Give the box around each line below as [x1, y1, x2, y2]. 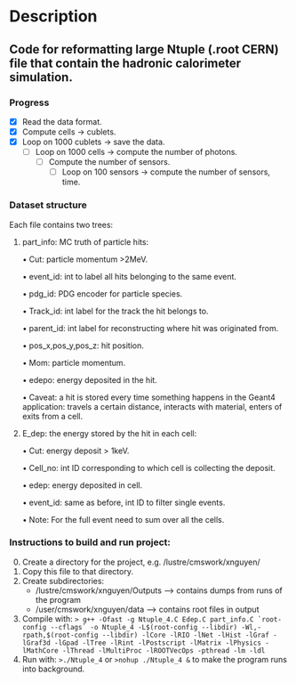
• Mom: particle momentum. [21, 357, 126, 368]
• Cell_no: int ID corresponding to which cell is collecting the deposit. [21, 462, 276, 473]
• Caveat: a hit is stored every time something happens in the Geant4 [21, 392, 276, 402]
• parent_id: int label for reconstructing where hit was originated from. [21, 322, 279, 333]
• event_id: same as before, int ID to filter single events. [21, 497, 226, 508]
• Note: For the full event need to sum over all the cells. [21, 514, 225, 524]
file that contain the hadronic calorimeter [9, 55, 242, 70]
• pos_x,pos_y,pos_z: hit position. [21, 340, 144, 351]
